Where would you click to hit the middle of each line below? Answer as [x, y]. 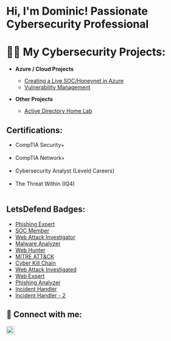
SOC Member [32, 231]
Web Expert [30, 276]
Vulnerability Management [57, 87]
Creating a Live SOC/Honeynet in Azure [74, 81]
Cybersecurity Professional [78, 24]
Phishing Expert [35, 224]
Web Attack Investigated [46, 269]
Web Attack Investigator [45, 237]
